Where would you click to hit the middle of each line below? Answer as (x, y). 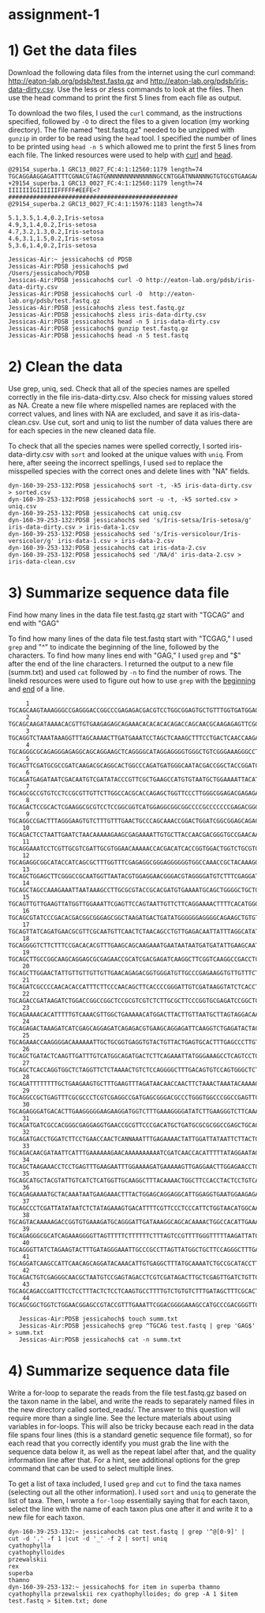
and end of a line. (37, 689)
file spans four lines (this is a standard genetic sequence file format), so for (130, 1434)
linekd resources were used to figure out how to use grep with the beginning (132, 680)
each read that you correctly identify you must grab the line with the (119, 1443)
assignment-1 (54, 15)
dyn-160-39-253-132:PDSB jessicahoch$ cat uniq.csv (95, 514)
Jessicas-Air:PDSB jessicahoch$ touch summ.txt (98, 1319)
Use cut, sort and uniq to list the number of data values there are (148, 422)
